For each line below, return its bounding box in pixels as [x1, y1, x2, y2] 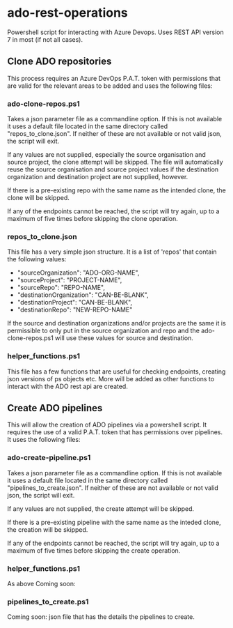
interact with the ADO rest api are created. [7, 382, 129, 390]
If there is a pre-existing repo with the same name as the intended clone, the [7, 186, 226, 194]
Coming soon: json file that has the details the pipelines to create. [7, 613, 195, 621]
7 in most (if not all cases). [7, 35, 83, 43]
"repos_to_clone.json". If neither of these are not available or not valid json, [7, 130, 223, 138]
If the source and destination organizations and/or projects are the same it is [7, 319, 226, 328]
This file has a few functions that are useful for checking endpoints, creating [7, 367, 226, 376]
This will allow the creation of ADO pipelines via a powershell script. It [7, 420, 207, 429]
